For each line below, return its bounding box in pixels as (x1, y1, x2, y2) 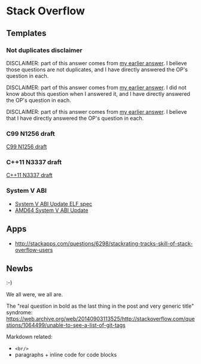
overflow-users (14, 246, 53, 253)
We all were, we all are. (6, 291, 63, 298)
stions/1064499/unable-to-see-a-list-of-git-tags (6, 321, 126, 329)
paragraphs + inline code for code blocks (14, 351, 117, 359)
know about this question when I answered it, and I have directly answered (6, 90, 190, 97)
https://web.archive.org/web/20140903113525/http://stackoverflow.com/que (6, 316, 195, 323)
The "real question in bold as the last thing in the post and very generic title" (6, 302, 194, 310)
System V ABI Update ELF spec (14, 200, 93, 207)
